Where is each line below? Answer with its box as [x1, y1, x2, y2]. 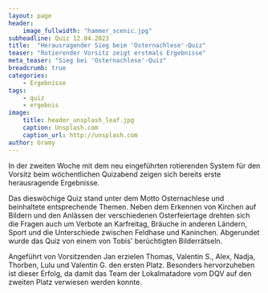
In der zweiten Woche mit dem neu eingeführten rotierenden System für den [8, 161, 261, 170]
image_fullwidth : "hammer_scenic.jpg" [22, 26, 152, 35]
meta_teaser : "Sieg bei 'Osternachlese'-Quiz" [8, 57, 167, 65]
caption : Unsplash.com [22, 124, 99, 132]
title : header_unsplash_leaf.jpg [22, 116, 135, 124]
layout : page [8, 11, 52, 20]
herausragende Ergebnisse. [8, 177, 100, 187]
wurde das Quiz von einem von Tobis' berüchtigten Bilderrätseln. [8, 236, 223, 246]
